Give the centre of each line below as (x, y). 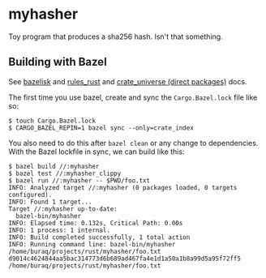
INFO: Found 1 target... (50, 202)
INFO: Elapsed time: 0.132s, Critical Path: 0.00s (96, 223)
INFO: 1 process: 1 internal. (60, 230)
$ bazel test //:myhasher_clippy (65, 173)
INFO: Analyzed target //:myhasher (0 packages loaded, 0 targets (123, 187)
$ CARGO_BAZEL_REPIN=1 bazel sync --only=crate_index (101, 128)
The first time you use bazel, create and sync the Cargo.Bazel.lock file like (133, 97)
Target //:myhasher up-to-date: (63, 209)
